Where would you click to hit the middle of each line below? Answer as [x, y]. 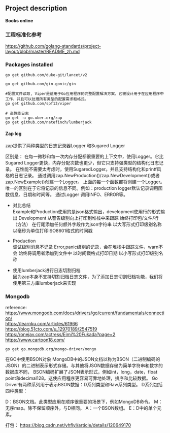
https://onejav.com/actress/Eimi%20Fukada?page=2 [60, 334]
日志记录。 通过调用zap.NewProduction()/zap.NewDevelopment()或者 [87, 175]
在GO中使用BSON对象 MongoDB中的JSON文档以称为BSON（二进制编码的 [83, 359]
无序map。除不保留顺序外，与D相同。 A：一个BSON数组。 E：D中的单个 [81, 408]
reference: [16, 307]
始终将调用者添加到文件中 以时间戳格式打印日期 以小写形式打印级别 [89, 253]
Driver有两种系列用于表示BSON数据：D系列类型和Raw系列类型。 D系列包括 [84, 384]
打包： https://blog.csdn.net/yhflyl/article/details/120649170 [68, 425]
